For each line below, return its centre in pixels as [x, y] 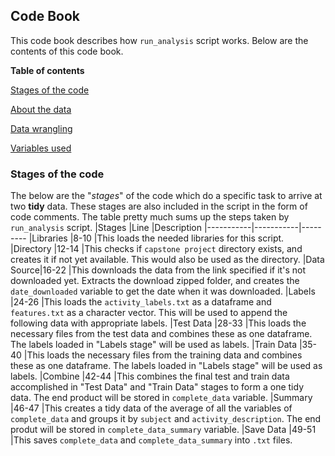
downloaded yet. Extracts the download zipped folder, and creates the [155, 281]
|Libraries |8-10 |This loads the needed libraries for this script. [156, 238]
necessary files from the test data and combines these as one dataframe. [161, 334]
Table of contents [47, 70]
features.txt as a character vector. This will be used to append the [149, 313]
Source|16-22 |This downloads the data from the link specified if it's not [158, 270]
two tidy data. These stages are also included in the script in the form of [159, 206]
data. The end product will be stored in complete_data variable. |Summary [161, 398]
